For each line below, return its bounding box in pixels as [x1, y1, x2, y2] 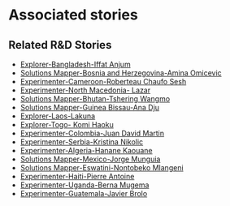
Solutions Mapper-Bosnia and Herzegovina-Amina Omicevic [20, 68, 222, 78]
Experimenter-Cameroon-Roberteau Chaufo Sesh [20, 77, 187, 86]
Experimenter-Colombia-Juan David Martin [20, 128, 165, 138]
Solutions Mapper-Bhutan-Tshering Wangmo [20, 94, 171, 103]
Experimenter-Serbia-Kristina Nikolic [20, 137, 144, 147]
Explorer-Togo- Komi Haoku [20, 120, 114, 129]
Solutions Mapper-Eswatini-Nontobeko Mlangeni [20, 163, 184, 172]
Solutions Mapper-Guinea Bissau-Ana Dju [20, 103, 160, 112]
